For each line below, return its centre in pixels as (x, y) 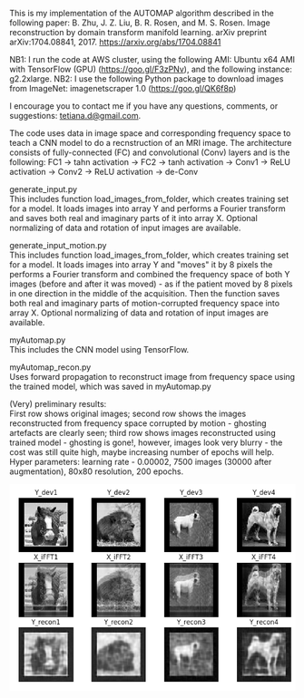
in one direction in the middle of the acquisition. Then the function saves (145, 293)
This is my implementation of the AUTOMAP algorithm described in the (142, 13)
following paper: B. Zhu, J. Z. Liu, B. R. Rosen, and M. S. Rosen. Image (140, 23)
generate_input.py (44, 189)
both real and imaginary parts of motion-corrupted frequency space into (144, 303)
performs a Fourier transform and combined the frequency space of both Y (150, 274)
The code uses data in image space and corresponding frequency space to (150, 133)
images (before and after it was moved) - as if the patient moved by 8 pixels (151, 284)
